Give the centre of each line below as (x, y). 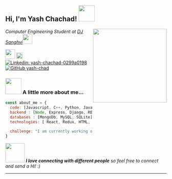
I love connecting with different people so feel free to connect (92, 161)
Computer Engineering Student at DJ (44, 31)
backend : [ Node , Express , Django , (48, 112)
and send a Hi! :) (23, 166)
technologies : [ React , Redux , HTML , (50, 122)
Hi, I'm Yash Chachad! (41, 19)
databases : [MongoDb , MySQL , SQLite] (51, 117)
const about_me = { (26, 103)
